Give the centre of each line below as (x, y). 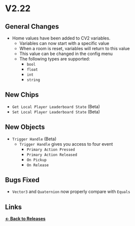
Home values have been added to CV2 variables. (61, 38)
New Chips (22, 95)
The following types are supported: (55, 59)
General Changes (32, 27)
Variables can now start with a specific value (64, 43)
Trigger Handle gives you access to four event (66, 144)
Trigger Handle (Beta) (34, 139)
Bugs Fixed (22, 180)
